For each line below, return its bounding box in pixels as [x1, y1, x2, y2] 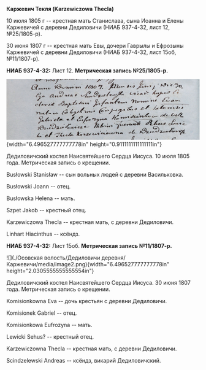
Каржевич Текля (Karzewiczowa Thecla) [6, 6, 115, 12]
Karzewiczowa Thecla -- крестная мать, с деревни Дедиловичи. [6, 218, 174, 226]
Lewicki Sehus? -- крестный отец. [6, 333, 94, 340]
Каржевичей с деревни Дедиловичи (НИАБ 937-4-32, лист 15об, [6, 48, 177, 56]
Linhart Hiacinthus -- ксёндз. [6, 230, 80, 237]
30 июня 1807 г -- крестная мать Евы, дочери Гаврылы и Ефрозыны [6, 42, 184, 49]
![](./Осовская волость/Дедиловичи [6, 254, 101, 261]
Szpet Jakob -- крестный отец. [6, 206, 87, 214]
